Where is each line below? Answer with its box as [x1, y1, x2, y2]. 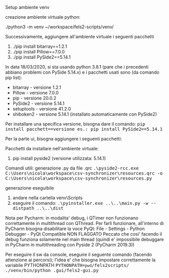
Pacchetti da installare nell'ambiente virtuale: [5, 146, 99, 151]
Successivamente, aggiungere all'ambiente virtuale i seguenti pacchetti [5, 34, 154, 39]
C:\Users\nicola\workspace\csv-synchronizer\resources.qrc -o [5, 171, 163, 176]
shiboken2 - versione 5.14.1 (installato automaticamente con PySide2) [12, 111, 157, 117]
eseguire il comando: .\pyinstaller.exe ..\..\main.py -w [12, 200, 148, 206]
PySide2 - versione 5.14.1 [12, 100, 65, 106]
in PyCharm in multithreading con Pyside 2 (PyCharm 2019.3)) [5, 242, 135, 248]
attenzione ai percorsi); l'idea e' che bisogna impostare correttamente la [5, 257, 156, 263]
